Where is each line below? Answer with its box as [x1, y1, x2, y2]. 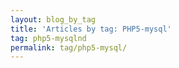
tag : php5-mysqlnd [10, 33, 87, 43]
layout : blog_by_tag [10, 14, 97, 25]
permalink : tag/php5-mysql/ [10, 42, 128, 53]
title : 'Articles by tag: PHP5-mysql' [10, 24, 172, 34]
